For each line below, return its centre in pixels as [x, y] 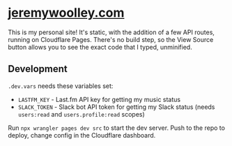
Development [38, 69]
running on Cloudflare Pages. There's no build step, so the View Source [111, 39]
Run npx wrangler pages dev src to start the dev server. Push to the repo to [117, 128]
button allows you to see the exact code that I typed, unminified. [100, 47]
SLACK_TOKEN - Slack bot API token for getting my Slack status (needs [116, 107]
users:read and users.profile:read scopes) [81, 114]
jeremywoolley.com [66, 13]
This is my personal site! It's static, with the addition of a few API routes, [111, 32]
